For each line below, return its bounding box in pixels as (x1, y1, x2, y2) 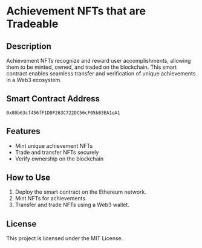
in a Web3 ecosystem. (6, 77, 62, 83)
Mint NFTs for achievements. (15, 195, 87, 202)
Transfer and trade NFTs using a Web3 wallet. (15, 201, 130, 209)
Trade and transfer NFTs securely (15, 148, 99, 156)
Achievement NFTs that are (6, 4, 146, 18)
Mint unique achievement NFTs (15, 142, 93, 149)
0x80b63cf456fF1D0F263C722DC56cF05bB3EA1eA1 (6, 110, 120, 116)
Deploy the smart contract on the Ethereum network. (15, 188, 147, 196)
